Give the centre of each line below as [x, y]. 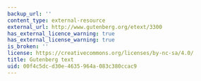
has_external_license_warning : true [61, 40]
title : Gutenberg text [41, 60]
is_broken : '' [28, 46]
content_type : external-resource [56, 20]
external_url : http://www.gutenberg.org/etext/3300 [85, 27]
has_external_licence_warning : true [61, 33]
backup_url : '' [30, 14]
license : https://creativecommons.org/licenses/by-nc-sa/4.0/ [100, 54]
